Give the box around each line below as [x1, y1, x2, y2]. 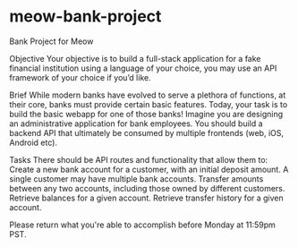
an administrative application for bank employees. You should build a [9, 118, 263, 129]
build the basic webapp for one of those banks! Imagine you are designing [9, 108, 284, 119]
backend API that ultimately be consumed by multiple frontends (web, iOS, [9, 127, 285, 138]
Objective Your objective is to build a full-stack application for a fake [9, 53, 261, 64]
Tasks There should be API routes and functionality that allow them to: [9, 154, 268, 165]
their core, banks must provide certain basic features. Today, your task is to [9, 98, 288, 109]
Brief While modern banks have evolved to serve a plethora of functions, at [9, 89, 286, 100]
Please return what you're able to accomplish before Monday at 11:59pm [9, 219, 276, 230]
